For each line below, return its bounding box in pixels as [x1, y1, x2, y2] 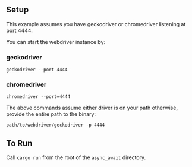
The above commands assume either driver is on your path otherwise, [6, 104, 178, 112]
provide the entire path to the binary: [6, 111, 96, 118]
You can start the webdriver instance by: [6, 38, 106, 45]
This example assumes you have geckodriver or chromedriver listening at [6, 20, 186, 27]
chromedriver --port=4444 [6, 94, 70, 100]
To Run [6, 138, 33, 148]
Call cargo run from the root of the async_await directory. [6, 154, 146, 161]
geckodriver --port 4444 [6, 67, 68, 73]
